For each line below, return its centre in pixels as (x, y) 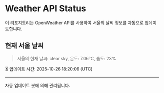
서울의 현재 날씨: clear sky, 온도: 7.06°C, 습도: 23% (66, 58)
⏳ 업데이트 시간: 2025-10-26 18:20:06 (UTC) (49, 69)
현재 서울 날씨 (24, 46)
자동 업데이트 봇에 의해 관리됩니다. (38, 85)
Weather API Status (46, 9)
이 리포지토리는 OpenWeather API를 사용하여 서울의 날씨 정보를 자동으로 (74, 23)
